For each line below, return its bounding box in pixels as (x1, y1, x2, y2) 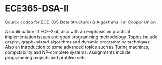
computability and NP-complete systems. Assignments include (5, 49, 131, 55)
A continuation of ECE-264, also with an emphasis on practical (5, 28, 130, 34)
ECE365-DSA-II (5, 3, 69, 14)
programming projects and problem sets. (5, 54, 87, 60)
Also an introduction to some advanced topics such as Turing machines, (5, 44, 150, 50)
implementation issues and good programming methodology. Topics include (5, 34, 158, 40)
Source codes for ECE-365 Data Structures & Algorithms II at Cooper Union (5, 19, 156, 25)
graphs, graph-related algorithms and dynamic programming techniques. (5, 39, 152, 44)
